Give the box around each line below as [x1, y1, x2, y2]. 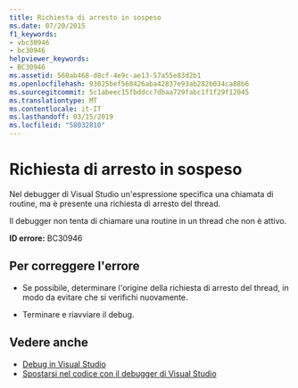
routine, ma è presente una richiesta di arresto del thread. [9, 198, 221, 209]
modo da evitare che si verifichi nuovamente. [21, 292, 189, 302]
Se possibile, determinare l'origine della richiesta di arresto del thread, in [21, 282, 289, 293]
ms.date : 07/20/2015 [9, 21, 87, 30]
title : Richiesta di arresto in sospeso [9, 12, 162, 22]
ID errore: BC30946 [9, 233, 83, 244]
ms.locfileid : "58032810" [9, 121, 105, 130]
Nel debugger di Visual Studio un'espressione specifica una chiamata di [9, 188, 274, 199]
